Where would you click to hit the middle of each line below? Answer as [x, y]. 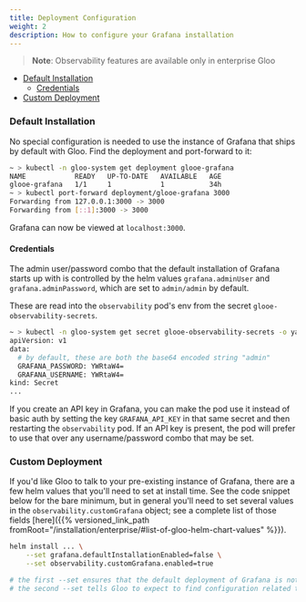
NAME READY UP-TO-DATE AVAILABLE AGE [116, 176]
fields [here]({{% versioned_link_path [80, 520]
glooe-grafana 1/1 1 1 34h [116, 185]
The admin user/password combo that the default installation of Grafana [145, 269]
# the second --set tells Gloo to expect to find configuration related [150, 588]
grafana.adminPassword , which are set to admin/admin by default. [129, 288]
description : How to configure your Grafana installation [122, 35]
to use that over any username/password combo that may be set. [132, 438]
